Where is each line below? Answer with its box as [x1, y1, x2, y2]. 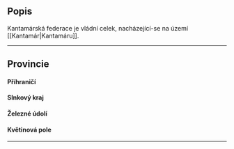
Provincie [7, 58, 50, 70]
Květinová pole [7, 125, 52, 134]
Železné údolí [7, 109, 47, 118]
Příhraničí [7, 77, 36, 86]
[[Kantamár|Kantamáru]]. [7, 31, 79, 40]
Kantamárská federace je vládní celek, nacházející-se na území [7, 24, 189, 32]
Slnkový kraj [7, 93, 44, 102]
